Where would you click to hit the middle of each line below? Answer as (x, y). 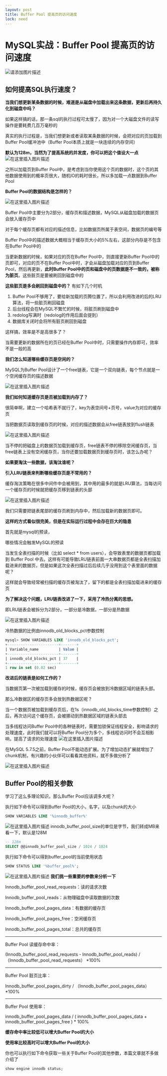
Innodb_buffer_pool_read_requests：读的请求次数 (56, 887)
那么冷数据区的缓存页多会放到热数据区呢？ (49, 699)
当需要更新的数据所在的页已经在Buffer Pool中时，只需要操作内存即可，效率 (82, 342)
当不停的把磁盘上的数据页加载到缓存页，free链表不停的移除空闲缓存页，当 (81, 446)
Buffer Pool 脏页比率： (28, 975)
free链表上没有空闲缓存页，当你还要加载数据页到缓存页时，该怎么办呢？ (79, 452)
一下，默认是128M (28, 832)
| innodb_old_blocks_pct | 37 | (42, 659)
